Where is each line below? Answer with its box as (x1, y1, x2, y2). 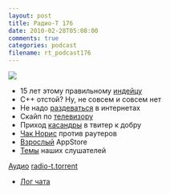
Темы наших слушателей (19, 146, 107, 155)
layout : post (8, 11, 52, 20)
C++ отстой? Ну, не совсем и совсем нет (19, 95, 162, 104)
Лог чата (19, 177, 51, 186)
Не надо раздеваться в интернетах (19, 103, 140, 112)
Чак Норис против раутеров (19, 129, 118, 138)
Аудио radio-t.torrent (8, 161, 79, 171)
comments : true (8, 34, 59, 42)
